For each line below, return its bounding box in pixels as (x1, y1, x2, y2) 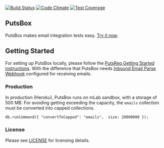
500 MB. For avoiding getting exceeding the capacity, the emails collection (5, 100, 159, 106)
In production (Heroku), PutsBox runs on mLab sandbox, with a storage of (5, 94, 157, 100)
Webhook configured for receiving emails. (5, 70, 91, 77)
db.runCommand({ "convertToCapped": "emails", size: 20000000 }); (5, 115, 149, 120)
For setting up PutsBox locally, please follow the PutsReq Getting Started (5, 60, 155, 66)
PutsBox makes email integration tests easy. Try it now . (5, 32, 118, 38)
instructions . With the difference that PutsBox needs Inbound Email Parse (5, 65, 156, 71)
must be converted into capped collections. (5, 105, 95, 111)
